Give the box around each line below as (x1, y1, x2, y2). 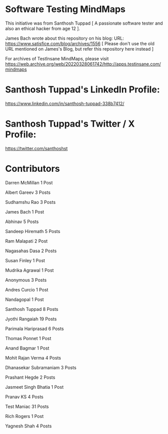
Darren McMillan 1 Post (5, 179, 53, 185)
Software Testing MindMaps (5, 4, 126, 15)
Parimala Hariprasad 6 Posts (5, 325, 64, 332)
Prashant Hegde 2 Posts (5, 374, 56, 380)
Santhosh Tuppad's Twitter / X (5, 118, 135, 130)
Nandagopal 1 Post (5, 296, 44, 302)
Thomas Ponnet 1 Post (5, 335, 52, 341)
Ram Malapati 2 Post (5, 238, 48, 244)
